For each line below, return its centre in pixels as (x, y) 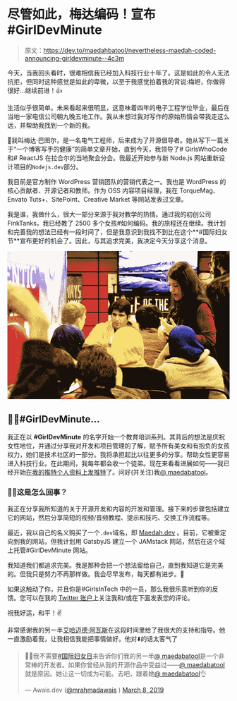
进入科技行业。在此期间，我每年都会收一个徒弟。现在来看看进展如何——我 (115, 463)
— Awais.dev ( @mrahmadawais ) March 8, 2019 (94, 690)
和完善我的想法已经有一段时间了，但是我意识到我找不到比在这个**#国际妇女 (117, 232)
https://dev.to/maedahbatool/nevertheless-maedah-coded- (130, 50)
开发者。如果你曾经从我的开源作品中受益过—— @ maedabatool (134, 665)
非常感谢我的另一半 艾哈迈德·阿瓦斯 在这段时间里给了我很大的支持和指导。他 (116, 630)
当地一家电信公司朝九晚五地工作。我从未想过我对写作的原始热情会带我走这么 (119, 116)
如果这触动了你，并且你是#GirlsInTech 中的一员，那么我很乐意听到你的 (110, 589)
